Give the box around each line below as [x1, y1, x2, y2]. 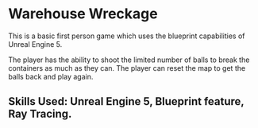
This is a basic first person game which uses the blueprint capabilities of [8, 31, 245, 41]
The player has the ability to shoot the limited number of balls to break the [8, 55, 250, 64]
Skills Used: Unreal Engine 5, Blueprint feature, [8, 95, 245, 108]
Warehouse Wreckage [8, 5, 158, 23]
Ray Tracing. [8, 107, 72, 121]
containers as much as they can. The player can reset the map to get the [8, 63, 246, 72]
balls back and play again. [8, 72, 94, 81]
